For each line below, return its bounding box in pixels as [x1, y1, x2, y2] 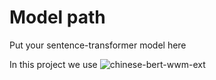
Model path [9, 6, 106, 29]
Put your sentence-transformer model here [9, 39, 187, 51]
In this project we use [9, 58, 98, 70]
